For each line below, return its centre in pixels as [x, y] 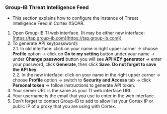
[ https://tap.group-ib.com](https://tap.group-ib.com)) [67, 38]
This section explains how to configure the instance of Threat [75, 18]
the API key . [25, 70]
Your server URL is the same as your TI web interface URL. [73, 91]
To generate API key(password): [45, 43]
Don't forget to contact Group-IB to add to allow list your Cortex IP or [83, 101]
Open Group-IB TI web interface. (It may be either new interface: [79, 33]
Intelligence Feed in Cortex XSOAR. [48, 23]
